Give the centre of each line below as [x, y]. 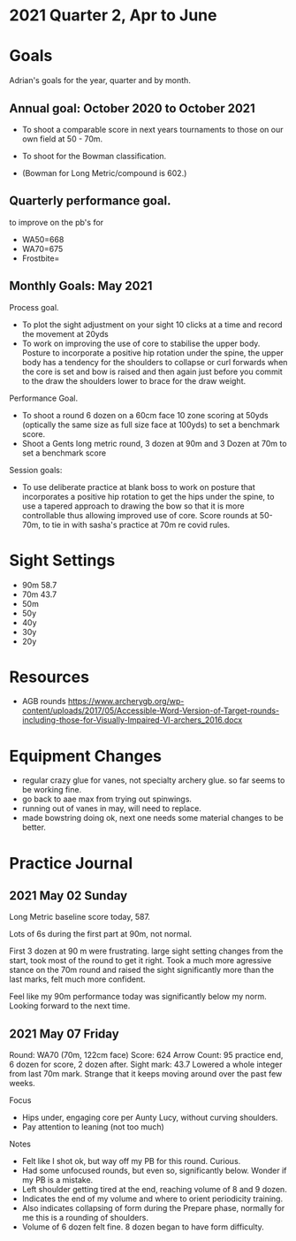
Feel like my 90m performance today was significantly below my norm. [138, 997]
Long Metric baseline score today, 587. [80, 917]
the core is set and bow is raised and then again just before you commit [152, 372]
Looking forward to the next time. [70, 1006]
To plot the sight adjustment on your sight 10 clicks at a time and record [152, 325]
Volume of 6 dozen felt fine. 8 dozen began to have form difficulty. [143, 1227]
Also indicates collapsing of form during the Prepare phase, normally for [153, 1208]
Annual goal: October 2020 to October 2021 [133, 108]
